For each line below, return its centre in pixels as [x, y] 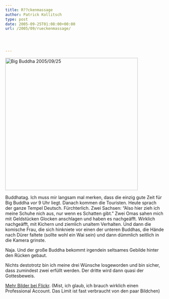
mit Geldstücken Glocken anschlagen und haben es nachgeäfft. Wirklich [80, 219]
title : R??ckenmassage [29, 10]
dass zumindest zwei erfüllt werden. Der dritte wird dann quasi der [74, 271]
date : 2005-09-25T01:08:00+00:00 [40, 24]
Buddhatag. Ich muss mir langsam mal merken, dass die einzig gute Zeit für [84, 198]
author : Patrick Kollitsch [34, 15]
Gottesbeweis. [20, 276]
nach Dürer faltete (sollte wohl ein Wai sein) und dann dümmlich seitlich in [82, 235]
